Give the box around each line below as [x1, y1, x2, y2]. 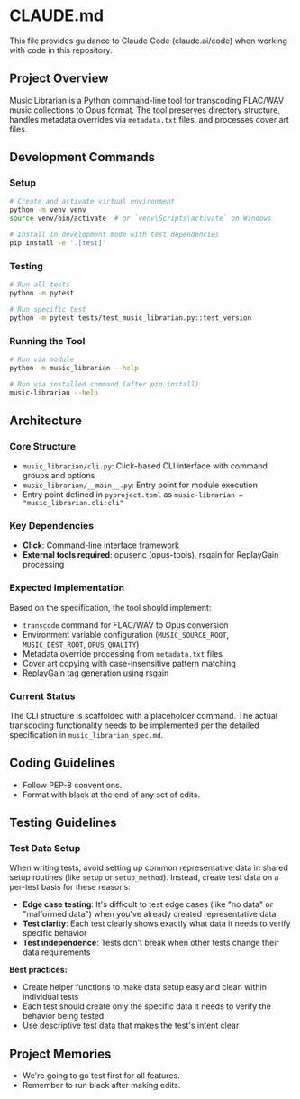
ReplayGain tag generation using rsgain [22, 668, 169, 678]
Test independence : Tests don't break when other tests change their [22, 938, 279, 949]
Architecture [9, 413, 83, 428]
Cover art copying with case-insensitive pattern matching [22, 658, 236, 668]
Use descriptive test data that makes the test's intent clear [22, 1020, 240, 1031]
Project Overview [9, 71, 109, 86]
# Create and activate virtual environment [9, 197, 176, 206]
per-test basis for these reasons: [9, 882, 131, 893]
